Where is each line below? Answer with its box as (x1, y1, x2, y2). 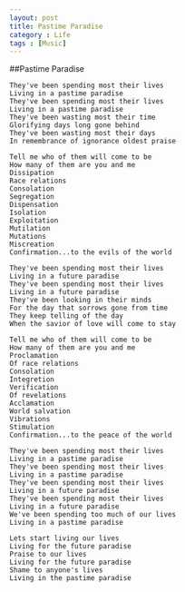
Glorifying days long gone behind (9, 121, 141, 130)
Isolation (9, 208, 47, 218)
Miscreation (9, 240, 54, 250)
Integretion (9, 375, 54, 384)
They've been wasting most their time (9, 113, 156, 123)
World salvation (9, 407, 71, 416)
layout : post (9, 13, 59, 23)
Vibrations (9, 415, 51, 424)
